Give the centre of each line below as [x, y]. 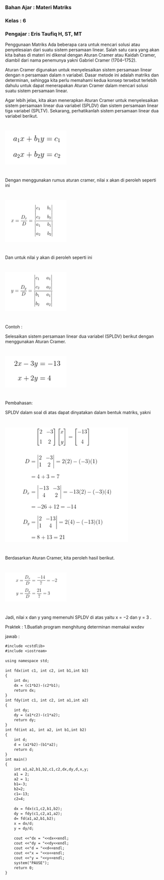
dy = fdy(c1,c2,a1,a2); [38, 814]
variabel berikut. [22, 116]
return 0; [24, 868]
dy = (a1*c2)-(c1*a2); [37, 715]
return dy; [25, 720]
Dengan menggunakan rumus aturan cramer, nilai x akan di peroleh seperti [81, 180]
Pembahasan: [19, 403]
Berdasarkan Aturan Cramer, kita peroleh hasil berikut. [60, 558]
